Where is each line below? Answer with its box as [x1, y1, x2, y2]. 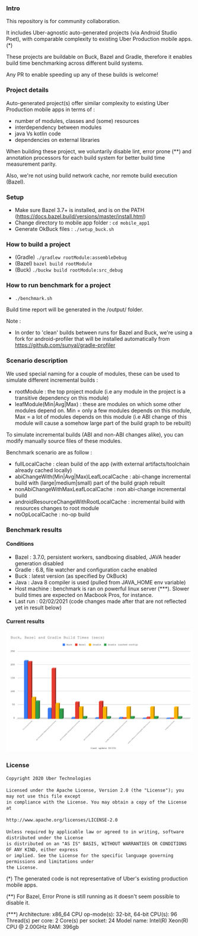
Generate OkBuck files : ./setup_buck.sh [14, 225, 114, 232]
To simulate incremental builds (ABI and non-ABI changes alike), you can [6, 431, 184, 438]
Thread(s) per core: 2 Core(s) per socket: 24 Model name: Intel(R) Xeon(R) [6, 916, 189, 924]
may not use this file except [6, 793, 81, 799]
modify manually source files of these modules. [6, 437, 122, 444]
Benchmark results [6, 526, 62, 534]
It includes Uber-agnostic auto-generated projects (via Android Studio [6, 29, 177, 36]
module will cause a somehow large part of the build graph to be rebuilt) [14, 419, 191, 426]
